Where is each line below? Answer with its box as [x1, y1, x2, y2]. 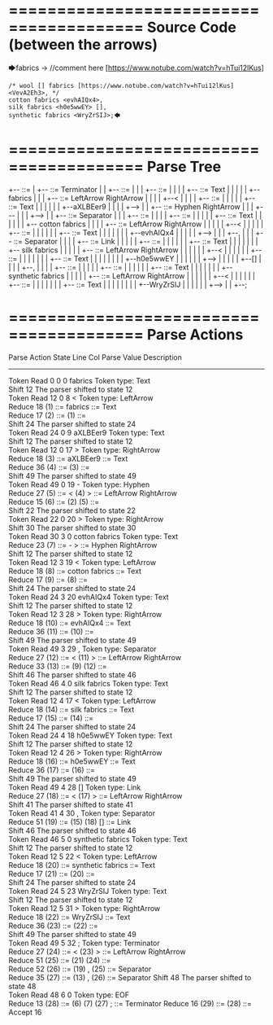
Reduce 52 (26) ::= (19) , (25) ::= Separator [8, 964, 152, 974]
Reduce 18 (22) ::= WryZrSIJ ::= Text [8, 912, 131, 922]
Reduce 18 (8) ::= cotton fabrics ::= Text [8, 566, 142, 576]
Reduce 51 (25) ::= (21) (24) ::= [8, 955, 111, 965]
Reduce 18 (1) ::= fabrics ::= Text [8, 401, 117, 411]
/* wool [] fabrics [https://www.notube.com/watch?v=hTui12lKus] [8, 81, 234, 90]
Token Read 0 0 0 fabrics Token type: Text [8, 375, 151, 385]
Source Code [146, 18, 237, 37]
